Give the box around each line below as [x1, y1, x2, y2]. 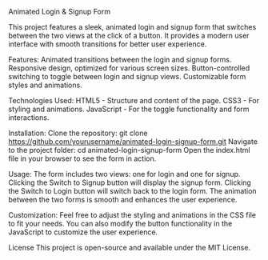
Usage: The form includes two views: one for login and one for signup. [8, 170, 241, 178]
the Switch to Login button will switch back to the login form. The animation [8, 186, 258, 195]
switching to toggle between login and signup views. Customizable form [8, 72, 246, 81]
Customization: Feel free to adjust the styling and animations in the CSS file [8, 210, 256, 219]
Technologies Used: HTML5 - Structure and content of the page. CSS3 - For [8, 96, 260, 105]
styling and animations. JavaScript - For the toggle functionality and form [8, 104, 250, 114]
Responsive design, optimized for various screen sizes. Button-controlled [8, 63, 250, 73]
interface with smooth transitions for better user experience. [8, 39, 207, 49]
